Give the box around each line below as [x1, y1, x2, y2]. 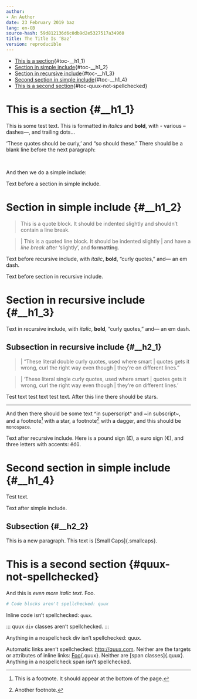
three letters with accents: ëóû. [6, 441, 81, 448]
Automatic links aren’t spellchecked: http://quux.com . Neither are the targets [6, 646, 191, 653]
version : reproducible [6, 42, 62, 47]
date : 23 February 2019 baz [6, 19, 75, 25]
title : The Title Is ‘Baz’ [6, 36, 72, 42]
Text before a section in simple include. [6, 180, 101, 187]
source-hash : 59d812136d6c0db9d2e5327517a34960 [6, 30, 125, 36]
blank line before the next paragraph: [6, 146, 96, 153]
